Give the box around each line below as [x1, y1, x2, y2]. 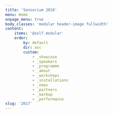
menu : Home [5, 12, 28, 17]
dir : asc [23, 45, 42, 50]
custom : [23, 49, 39, 54]
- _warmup [32, 92, 53, 97]
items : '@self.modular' [14, 31, 64, 36]
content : [5, 26, 24, 31]
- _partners [32, 87, 57, 92]
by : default [23, 40, 49, 45]
